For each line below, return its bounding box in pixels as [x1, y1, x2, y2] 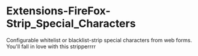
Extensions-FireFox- [6, 4, 111, 18]
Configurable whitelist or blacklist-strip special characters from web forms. [6, 36, 193, 43]
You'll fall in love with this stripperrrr [6, 43, 96, 50]
